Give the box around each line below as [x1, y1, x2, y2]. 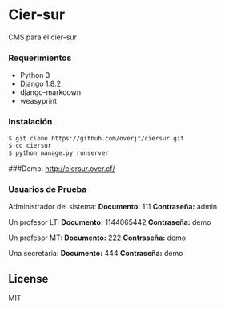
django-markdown [19, 87, 82, 97]
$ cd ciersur [8, 142, 52, 150]
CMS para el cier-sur [8, 32, 78, 42]
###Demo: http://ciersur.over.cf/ [8, 164, 115, 173]
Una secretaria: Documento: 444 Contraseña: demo [8, 249, 183, 258]
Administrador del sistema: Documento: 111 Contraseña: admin [8, 202, 218, 212]
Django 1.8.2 [19, 79, 62, 89]
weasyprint [19, 96, 58, 106]
